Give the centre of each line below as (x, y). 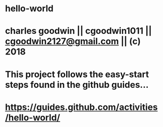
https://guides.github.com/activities (81, 107)
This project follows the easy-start (77, 74)
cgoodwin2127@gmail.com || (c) (73, 41)
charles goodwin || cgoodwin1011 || (79, 31)
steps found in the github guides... (77, 85)
